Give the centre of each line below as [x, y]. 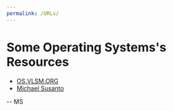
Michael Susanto [40, 88]
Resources [38, 62]
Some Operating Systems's [86, 47]
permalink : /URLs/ [33, 13]
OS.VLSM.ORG [38, 81]
